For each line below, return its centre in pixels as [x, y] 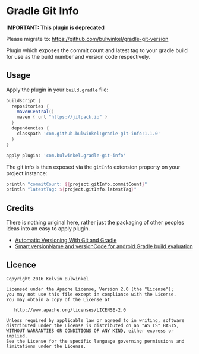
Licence [21, 265]
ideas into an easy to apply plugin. [48, 229]
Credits [20, 208]
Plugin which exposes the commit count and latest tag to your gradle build [97, 50]
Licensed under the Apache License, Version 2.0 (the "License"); [90, 289]
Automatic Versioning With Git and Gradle [66, 240]
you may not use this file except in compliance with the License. [91, 294]
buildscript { [24, 100]
